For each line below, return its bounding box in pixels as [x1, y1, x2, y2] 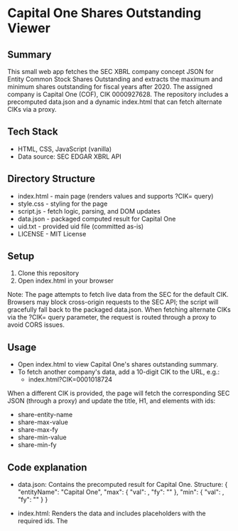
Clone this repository [17, 269, 80, 278]
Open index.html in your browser [17, 276, 114, 285]
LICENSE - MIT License [17, 229, 87, 238]
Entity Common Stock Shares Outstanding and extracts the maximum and [7, 75, 222, 83]
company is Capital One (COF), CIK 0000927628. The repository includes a [7, 90, 229, 98]
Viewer [7, 20, 51, 36]
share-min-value [17, 433, 67, 442]
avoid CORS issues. [7, 320, 65, 329]
